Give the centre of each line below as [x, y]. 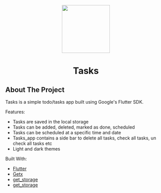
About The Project [35, 90]
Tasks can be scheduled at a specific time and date [67, 132]
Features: [15, 112]
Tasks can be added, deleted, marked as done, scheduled [74, 127]
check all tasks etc [32, 143]
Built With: [16, 159]
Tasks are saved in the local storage [51, 122]
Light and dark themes [36, 149]
